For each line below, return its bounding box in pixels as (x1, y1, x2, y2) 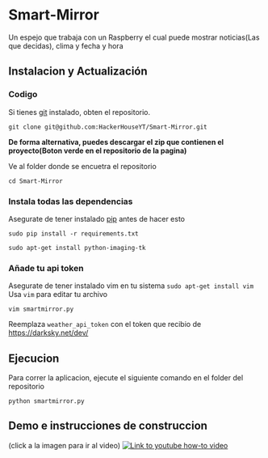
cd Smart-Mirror (8, 176, 63, 185)
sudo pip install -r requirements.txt (8, 229, 139, 238)
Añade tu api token (8, 262, 84, 274)
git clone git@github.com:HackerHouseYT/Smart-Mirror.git (8, 123, 207, 131)
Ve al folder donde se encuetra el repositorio (8, 161, 157, 171)
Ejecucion (8, 351, 60, 365)
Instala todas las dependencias (8, 196, 133, 207)
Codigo (8, 89, 38, 100)
